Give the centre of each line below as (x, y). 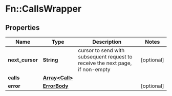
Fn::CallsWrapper (44, 9)
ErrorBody (56, 86)
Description (107, 42)
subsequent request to (105, 57)
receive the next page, (105, 63)
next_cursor (23, 60)
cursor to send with (101, 50)
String (50, 60)
